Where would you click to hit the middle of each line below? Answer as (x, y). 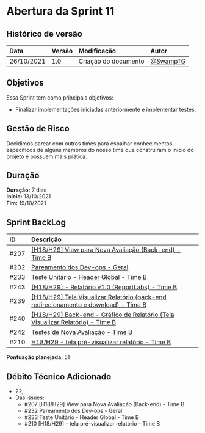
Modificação (97, 51)
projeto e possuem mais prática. (47, 156)
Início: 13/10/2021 (29, 197)
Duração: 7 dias (27, 190)
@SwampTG (168, 61)
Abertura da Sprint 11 (60, 11)
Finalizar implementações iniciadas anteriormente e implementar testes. (106, 109)
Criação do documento (111, 61)
